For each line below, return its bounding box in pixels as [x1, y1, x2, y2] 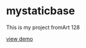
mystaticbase [6, 4, 75, 18]
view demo [6, 35, 33, 42]
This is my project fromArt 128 [6, 24, 80, 31]
